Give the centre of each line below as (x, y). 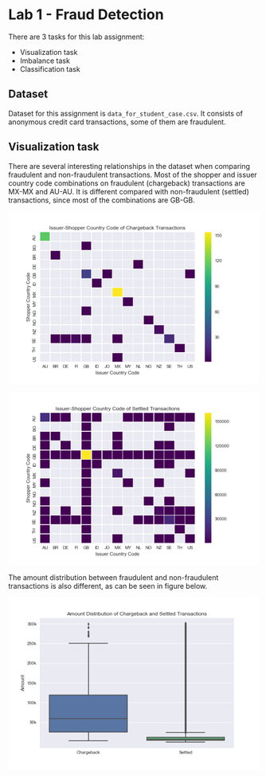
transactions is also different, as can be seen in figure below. (108, 586)
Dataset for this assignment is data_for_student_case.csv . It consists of (125, 113)
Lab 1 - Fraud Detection (86, 15)
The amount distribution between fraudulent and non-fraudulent (113, 577)
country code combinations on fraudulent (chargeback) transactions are (127, 183)
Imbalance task (45, 61)
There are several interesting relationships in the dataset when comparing (129, 166)
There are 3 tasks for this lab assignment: (76, 37)
